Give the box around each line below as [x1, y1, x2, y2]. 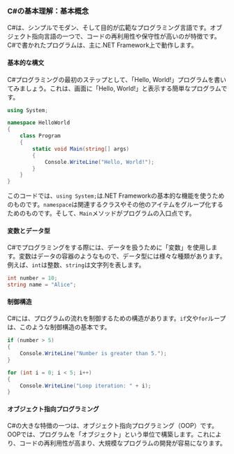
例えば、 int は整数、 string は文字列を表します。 [7, 261, 145, 269]
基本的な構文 [7, 58, 44, 67]
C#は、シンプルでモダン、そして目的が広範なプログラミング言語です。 [7, 23, 211, 32]
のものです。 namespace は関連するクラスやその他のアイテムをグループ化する [7, 200, 224, 209]
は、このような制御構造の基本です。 [7, 323, 111, 331]
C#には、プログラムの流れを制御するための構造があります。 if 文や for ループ [7, 314, 226, 323]
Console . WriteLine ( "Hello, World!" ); [44, 158, 155, 165]
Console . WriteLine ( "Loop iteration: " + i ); [20, 382, 152, 390]
